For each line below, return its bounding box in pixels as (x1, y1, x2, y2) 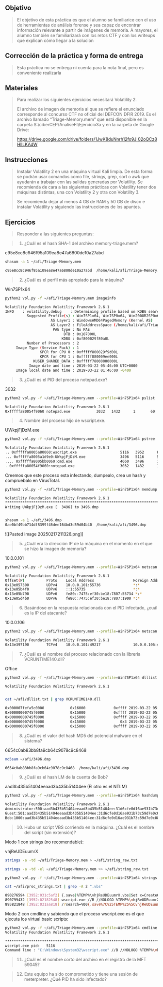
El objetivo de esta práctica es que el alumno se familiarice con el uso (16, 17, 157, 22)
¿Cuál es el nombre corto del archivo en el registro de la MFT (24, 957, 147, 963)
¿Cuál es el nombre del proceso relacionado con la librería (24, 651, 141, 657)
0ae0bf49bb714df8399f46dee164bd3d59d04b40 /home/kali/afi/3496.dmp (5, 522, 147, 528)
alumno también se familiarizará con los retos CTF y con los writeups (16, 32, 155, 38)
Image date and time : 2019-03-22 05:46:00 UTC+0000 (29, 363, 138, 368)
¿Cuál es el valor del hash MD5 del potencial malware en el (24, 733, 142, 739)
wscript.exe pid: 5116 (5, 943, 55, 948)
